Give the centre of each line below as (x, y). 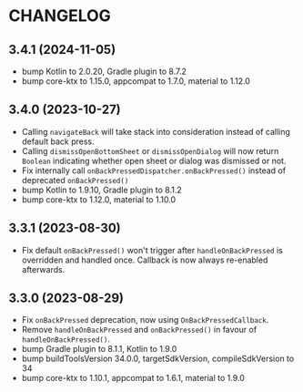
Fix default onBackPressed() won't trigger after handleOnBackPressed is (152, 250)
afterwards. (43, 269)
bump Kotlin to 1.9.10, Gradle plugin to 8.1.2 (102, 190)
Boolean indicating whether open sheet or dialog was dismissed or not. (154, 160)
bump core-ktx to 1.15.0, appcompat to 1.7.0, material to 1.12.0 (136, 81)
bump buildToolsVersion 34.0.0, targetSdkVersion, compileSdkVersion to (158, 359)
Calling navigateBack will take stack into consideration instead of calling (156, 131)
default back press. (58, 141)
